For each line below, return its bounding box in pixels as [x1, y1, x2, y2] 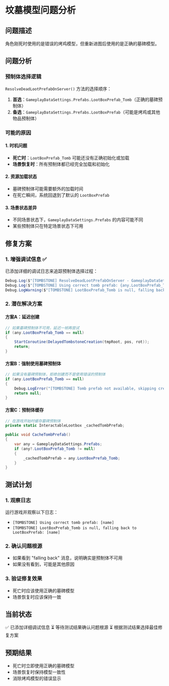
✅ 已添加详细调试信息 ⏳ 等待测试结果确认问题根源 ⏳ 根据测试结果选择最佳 [5, 624, 158, 630]
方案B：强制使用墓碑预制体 [5, 360, 61, 366]
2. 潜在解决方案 [5, 300, 43, 307]
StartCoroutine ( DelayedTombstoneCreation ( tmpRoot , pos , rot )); [14, 339, 150, 345]
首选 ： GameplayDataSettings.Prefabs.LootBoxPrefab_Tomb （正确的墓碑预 [12, 96, 163, 102]
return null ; [14, 391, 42, 396]
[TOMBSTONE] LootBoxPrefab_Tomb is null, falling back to [12, 525, 137, 531]
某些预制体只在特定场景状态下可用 [12, 223, 83, 229]
